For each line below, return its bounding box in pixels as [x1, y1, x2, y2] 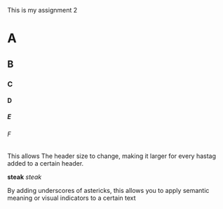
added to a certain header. [7, 159, 84, 167]
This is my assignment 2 [7, 6, 78, 14]
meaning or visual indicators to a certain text [7, 194, 136, 202]
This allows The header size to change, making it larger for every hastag [7, 152, 216, 160]
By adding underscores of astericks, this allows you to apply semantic [7, 186, 210, 194]
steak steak [7, 173, 42, 181]
